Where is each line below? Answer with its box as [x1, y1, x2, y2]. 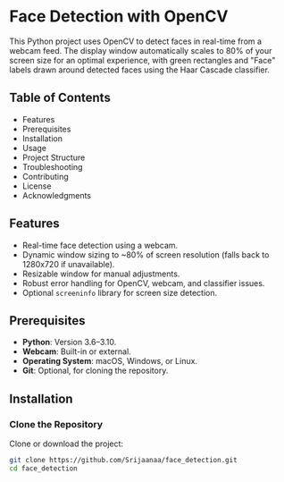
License [21, 181, 52, 191]
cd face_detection [9, 463, 78, 473]
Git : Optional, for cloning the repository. [21, 365, 169, 376]
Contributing [21, 171, 69, 182]
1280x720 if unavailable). [21, 258, 115, 269]
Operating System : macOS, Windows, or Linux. [21, 356, 198, 367]
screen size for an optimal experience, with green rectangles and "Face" [9, 55, 276, 65]
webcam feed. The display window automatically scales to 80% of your [9, 45, 272, 55]
